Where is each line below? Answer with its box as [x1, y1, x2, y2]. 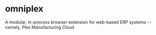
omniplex [5, 3, 44, 14]
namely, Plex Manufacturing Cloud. [5, 24, 76, 30]
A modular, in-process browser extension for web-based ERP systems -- [5, 19, 152, 25]
